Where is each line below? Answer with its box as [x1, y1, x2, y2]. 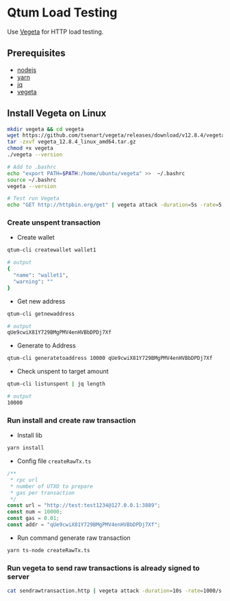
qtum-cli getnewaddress [7, 310, 75, 317]
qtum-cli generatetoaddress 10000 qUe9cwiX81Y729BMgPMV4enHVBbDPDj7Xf [7, 355, 213, 362]
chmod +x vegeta [7, 145, 53, 152]
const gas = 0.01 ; [7, 515, 60, 522]
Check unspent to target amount [16, 367, 109, 376]
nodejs [16, 65, 36, 73]
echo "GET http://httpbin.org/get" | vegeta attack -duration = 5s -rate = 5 [7, 201, 222, 209]
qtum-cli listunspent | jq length [7, 381, 106, 387]
